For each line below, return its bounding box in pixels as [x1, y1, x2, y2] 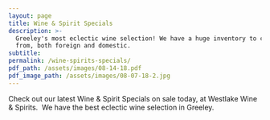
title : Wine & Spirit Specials [8, 19, 113, 27]
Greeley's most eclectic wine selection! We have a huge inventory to [15, 34, 257, 43]
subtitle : [8, 49, 42, 57]
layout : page [8, 11, 52, 20]
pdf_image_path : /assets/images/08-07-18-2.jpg [8, 72, 171, 80]
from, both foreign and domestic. [15, 42, 131, 50]
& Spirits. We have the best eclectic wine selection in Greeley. [8, 102, 215, 112]
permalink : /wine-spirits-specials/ [8, 57, 131, 65]
